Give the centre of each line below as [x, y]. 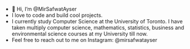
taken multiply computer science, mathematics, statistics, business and [98, 27]
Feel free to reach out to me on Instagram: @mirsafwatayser [84, 40]
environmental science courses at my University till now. [80, 34]
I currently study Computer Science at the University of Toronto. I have [97, 21]
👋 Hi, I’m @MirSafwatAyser [44, 9]
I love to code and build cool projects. [57, 15]
